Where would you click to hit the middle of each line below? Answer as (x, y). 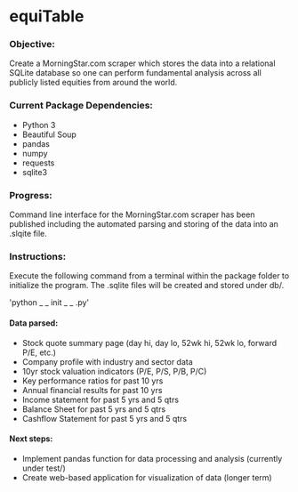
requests (38, 163)
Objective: (32, 44)
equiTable (47, 16)
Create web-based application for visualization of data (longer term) (147, 477)
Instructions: (38, 257)
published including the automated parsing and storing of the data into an (144, 224)
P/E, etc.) (39, 352)
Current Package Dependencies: (81, 106)
